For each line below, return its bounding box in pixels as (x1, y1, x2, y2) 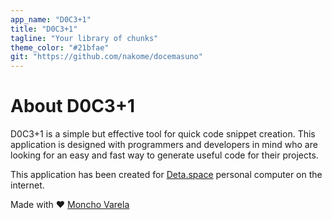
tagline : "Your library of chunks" (10, 33, 159, 43)
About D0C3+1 (10, 95, 136, 118)
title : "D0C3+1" (10, 24, 78, 34)
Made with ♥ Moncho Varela (10, 199, 130, 211)
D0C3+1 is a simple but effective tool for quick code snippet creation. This (10, 128, 316, 140)
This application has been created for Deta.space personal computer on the (10, 169, 323, 181)
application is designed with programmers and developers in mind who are (10, 139, 318, 151)
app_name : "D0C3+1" (10, 14, 92, 25)
